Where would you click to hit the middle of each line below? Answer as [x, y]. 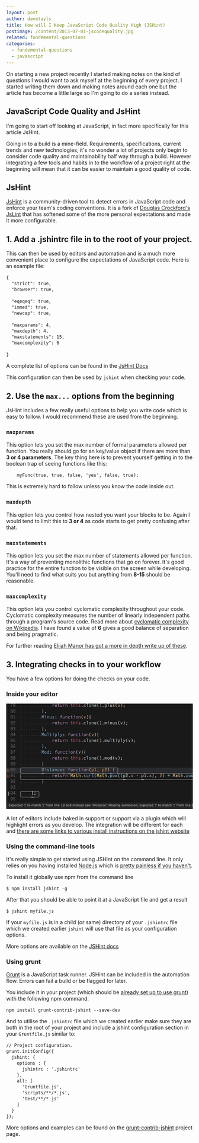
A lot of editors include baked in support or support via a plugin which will [96, 818]
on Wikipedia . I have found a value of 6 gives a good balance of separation [98, 628]
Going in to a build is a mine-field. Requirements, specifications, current [94, 144]
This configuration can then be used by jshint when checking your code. [96, 377]
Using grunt [24, 962]
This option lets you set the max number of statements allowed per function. [99, 555]
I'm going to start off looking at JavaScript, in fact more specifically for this [97, 126]
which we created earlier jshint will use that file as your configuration [92, 929]
